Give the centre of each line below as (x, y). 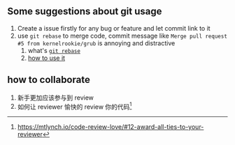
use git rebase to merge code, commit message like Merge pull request (122, 36)
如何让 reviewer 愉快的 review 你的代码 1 (74, 106)
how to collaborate (49, 80)
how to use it (46, 58)
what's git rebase (54, 50)
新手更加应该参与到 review (56, 98)
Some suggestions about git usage (85, 12)
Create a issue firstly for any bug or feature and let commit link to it (114, 28)
